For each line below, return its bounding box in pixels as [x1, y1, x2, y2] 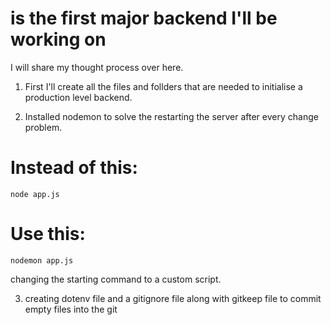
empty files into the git [24, 303, 118, 315]
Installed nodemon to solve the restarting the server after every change [24, 110, 319, 122]
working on [10, 28, 107, 51]
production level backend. [24, 91, 133, 103]
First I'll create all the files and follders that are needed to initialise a [24, 80, 303, 92]
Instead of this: [10, 157, 138, 179]
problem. [24, 121, 63, 133]
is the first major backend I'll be [10, 7, 278, 30]
